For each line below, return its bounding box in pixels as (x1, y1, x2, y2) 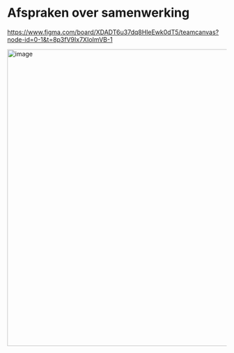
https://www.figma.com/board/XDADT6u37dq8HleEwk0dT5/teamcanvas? (7, 28, 219, 36)
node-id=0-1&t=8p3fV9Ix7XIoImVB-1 (7, 35, 113, 43)
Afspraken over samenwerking (7, 5, 190, 21)
